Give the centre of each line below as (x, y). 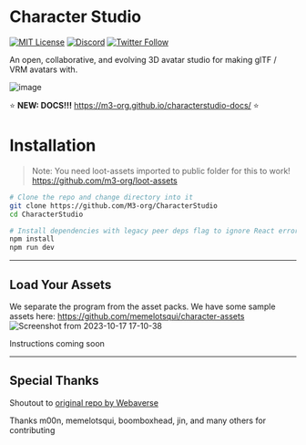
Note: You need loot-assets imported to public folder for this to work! (161, 171)
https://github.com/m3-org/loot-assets (104, 181)
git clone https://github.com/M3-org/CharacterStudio (114, 206)
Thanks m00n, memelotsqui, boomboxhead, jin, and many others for (138, 420)
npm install (32, 239)
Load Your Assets (61, 285)
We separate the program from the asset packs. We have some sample (143, 306)
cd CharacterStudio (46, 214)
